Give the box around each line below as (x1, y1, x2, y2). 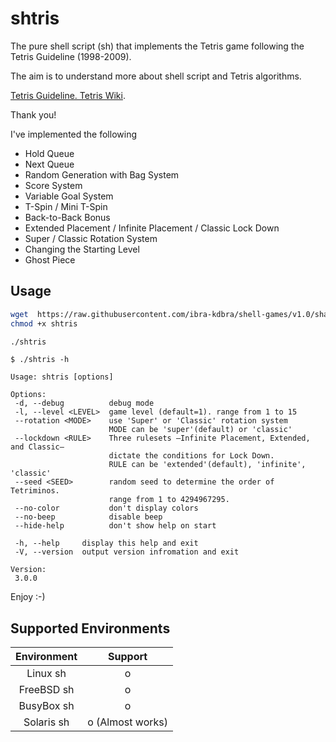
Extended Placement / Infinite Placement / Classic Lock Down (24, 222, 280, 234)
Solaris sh (23, 715, 70, 729)
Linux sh (26, 667, 67, 681)
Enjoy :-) (10, 591, 46, 603)
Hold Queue (24, 147, 75, 159)
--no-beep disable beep (14, 512, 163, 522)
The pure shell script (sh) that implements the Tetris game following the (10, 40, 305, 52)
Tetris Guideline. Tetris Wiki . (10, 89, 126, 101)
